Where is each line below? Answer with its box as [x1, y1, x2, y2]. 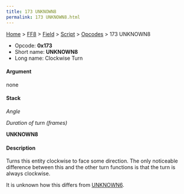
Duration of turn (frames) [6, 119, 68, 126]
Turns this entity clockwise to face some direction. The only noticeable [6, 157, 178, 164]
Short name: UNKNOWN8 [14, 48, 78, 55]
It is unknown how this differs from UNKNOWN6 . [6, 182, 125, 189]
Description [6, 144, 36, 151]
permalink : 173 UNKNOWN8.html [6, 14, 81, 20]
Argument [6, 68, 32, 75]
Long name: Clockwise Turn [14, 54, 83, 62]
